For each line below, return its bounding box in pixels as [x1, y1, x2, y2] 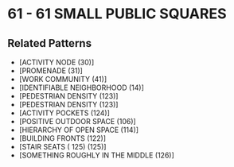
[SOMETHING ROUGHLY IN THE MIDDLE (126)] [18, 150, 174, 160]
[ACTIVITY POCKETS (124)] [18, 108, 111, 118]
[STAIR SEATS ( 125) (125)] [18, 142, 107, 151]
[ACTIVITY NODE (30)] [18, 57, 95, 67]
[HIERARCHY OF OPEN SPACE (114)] [18, 125, 139, 134]
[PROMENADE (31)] [18, 66, 83, 76]
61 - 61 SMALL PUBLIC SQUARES [7, 5, 227, 23]
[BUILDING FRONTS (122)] [18, 134, 107, 143]
